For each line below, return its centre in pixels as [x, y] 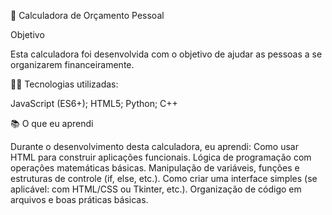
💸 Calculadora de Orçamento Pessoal [87, 15]
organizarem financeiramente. [72, 64]
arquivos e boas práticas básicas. [79, 199]
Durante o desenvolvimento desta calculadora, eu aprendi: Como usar [154, 146]
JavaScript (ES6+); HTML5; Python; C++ [94, 103]
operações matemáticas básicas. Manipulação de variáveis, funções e [155, 168]
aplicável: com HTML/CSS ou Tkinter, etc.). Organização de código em [156, 189]
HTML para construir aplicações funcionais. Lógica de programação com [161, 157]
